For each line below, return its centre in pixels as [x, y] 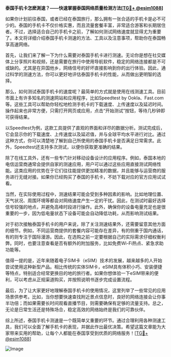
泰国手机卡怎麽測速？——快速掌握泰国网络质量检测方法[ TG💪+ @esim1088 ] [84, 8]
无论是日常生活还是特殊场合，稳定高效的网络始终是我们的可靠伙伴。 [77, 310]
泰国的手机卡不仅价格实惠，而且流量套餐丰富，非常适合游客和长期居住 [92, 25]
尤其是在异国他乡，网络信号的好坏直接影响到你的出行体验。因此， [92, 68]
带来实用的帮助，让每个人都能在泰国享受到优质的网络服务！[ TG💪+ [79, 333]
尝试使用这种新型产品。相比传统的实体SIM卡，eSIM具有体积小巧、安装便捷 [84, 267]
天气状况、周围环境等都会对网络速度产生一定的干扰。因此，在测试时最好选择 [85, 200]
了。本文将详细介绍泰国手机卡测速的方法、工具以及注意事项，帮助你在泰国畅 [85, 38]
